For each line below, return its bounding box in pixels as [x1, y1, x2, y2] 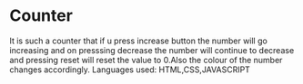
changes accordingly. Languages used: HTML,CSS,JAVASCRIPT [9, 64, 250, 75]
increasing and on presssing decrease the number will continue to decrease [9, 44, 295, 55]
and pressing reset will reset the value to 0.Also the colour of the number [9, 54, 283, 65]
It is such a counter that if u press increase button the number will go [9, 35, 268, 46]
